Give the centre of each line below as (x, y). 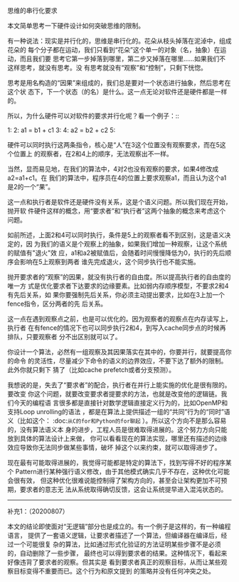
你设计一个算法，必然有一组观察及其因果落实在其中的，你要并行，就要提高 (116, 352)
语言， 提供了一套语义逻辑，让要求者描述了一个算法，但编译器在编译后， (114, 535)
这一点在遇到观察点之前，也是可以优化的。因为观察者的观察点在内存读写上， (119, 319)
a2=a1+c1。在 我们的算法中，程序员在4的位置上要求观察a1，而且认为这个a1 (117, 178)
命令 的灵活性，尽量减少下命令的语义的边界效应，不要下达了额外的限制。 (120, 361)
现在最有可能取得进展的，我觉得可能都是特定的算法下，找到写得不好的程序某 (119, 462)
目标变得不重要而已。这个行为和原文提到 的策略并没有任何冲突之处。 (114, 571)
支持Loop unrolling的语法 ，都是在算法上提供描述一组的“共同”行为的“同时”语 (119, 412)
